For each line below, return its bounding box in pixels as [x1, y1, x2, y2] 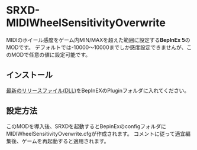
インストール [6, 70, 53, 80]
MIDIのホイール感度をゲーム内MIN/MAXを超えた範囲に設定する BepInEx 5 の [6, 36, 190, 43]
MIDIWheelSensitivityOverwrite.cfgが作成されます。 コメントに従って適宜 [6, 130, 186, 137]
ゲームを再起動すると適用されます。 [21, 137, 109, 145]
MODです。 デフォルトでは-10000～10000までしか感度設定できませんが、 [6, 44, 187, 51]
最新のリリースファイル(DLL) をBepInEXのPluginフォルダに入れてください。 [6, 87, 190, 94]
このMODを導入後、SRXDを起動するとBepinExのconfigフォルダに [6, 122, 167, 130]
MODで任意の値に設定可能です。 [11, 51, 91, 58]
